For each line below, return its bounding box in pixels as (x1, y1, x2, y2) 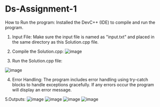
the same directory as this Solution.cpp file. (12, 39, 99, 45)
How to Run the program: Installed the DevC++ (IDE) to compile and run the (5, 19, 156, 25)
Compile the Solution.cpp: (12, 48, 64, 54)
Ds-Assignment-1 (5, 3, 77, 15)
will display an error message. (12, 87, 72, 92)
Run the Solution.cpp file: (12, 58, 63, 63)
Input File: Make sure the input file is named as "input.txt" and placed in (12, 34, 155, 40)
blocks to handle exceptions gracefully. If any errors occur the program (12, 81, 154, 88)
